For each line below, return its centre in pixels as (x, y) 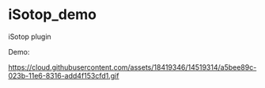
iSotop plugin (30, 36)
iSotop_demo (53, 15)
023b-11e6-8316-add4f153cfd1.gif (64, 75)
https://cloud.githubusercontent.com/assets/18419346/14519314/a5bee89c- (132, 67)
